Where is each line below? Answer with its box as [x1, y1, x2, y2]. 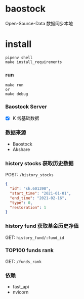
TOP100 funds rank [5, 247, 54, 254]
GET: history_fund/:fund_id [5, 234, 64, 240]
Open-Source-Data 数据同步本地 [5, 20, 73, 26]
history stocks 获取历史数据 [5, 160, 74, 167]
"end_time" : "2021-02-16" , [10, 195, 67, 201]
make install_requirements [5, 59, 62, 65]
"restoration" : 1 [10, 205, 47, 210]
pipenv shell [5, 55, 33, 60]
